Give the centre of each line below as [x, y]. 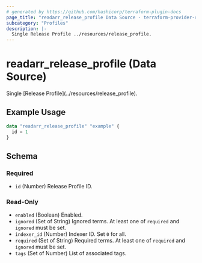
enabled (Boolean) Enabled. [49, 215]
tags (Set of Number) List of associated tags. [71, 253]
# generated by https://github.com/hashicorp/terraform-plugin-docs [94, 12]
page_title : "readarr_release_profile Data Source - [74, 17]
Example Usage [36, 112]
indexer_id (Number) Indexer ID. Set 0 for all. [70, 234]
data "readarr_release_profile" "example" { [63, 126]
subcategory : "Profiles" [37, 23]
